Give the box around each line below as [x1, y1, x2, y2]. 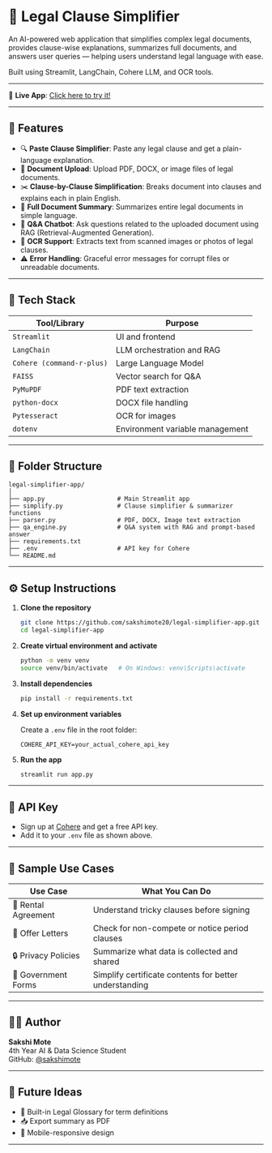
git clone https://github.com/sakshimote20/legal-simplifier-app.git [19, 619, 261, 627]
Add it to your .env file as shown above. [19, 830, 153, 840]
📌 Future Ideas [8, 1086, 83, 1099]
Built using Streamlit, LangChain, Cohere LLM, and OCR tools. [8, 66, 215, 76]
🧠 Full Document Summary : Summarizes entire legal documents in [19, 202, 244, 212]
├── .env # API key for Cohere [8, 545, 190, 553]
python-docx [12, 397, 59, 407]
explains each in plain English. [19, 193, 121, 203]
